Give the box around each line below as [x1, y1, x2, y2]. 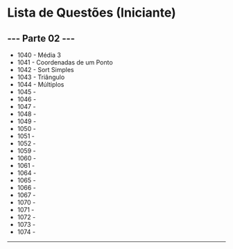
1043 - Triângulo [17, 73, 65, 81]
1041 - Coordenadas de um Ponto [17, 58, 113, 67]
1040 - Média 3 [17, 51, 61, 59]
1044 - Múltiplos [17, 80, 64, 88]
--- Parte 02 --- [7, 33, 75, 44]
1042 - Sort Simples [17, 66, 74, 74]
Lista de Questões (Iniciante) [7, 5, 177, 21]
